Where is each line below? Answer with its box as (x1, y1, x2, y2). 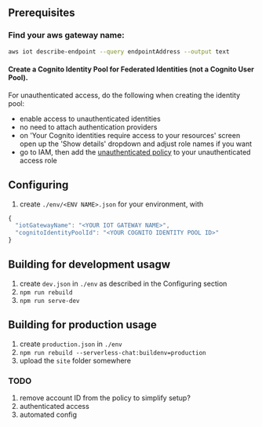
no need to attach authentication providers (19, 122, 158, 132)
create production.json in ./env (19, 339, 123, 349)
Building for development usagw (8, 258, 171, 272)
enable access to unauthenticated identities (19, 114, 161, 123)
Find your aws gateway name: (8, 30, 125, 41)
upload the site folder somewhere (19, 356, 132, 365)
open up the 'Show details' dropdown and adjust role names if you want (19, 139, 253, 148)
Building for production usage (8, 318, 157, 332)
